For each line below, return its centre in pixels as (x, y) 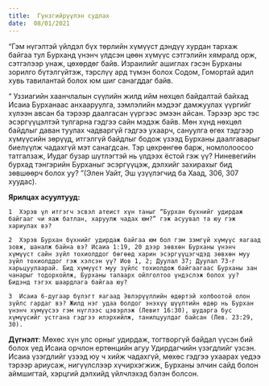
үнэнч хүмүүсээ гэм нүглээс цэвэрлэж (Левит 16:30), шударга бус (120, 310)
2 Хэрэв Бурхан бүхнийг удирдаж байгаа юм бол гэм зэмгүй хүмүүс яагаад (135, 240)
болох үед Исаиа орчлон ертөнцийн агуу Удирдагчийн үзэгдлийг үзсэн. (132, 347)
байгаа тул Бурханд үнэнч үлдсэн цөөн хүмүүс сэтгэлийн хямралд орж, (133, 55)
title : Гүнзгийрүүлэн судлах (59, 16)
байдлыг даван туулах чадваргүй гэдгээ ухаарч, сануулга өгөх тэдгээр (131, 130)
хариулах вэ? (30, 226)
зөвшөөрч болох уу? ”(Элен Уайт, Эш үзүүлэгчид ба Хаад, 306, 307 (124, 173)
